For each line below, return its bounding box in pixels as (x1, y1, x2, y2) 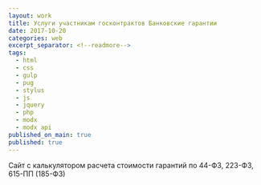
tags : (8, 49, 27, 57)
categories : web (8, 34, 63, 42)
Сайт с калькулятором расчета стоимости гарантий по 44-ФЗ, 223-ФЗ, (8, 160, 255, 170)
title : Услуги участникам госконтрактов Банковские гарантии (8, 19, 218, 27)
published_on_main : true (8, 131, 92, 139)
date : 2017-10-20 (8, 26, 67, 34)
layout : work (8, 11, 52, 20)
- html (15, 57, 38, 65)
